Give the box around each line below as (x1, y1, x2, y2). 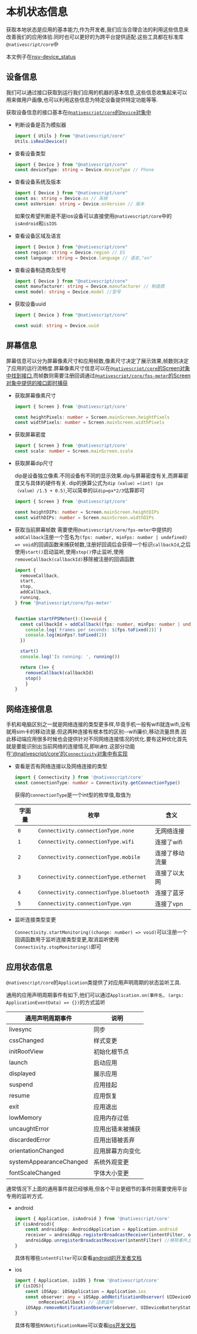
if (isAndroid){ (14, 1221, 55, 1227)
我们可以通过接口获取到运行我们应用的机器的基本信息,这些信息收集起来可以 (6, 89, 188, 96)
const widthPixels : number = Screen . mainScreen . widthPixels (14, 420, 165, 425)
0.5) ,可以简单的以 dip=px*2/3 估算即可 (55, 487, 145, 494)
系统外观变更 (93, 1157, 129, 1166)
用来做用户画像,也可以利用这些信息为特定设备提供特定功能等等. (6, 96, 158, 103)
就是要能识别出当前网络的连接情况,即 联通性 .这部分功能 (6, 743, 135, 750)
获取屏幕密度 (14, 431, 46, 438)
